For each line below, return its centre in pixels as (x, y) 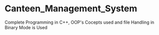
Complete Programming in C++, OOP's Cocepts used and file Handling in (79, 22)
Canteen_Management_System (71, 9)
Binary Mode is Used (26, 27)
